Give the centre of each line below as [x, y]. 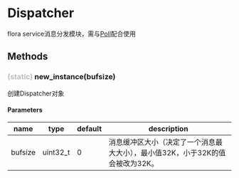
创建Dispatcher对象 [36, 93]
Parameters [25, 110]
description [168, 128]
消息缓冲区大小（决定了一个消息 [162, 142]
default [89, 128]
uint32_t [56, 152]
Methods [28, 57]
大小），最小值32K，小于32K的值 [171, 152]
